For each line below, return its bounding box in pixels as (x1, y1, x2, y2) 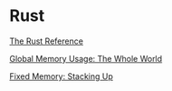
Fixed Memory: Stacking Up (9, 70, 113, 82)
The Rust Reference (9, 35, 84, 46)
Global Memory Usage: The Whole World (9, 53, 163, 64)
